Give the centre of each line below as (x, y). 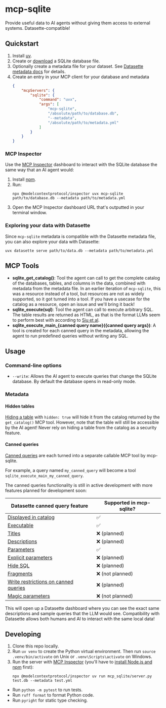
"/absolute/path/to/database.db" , (83, 114)
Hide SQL (19, 565)
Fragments (20, 574)
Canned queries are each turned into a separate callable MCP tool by (75, 455)
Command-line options (33, 365)
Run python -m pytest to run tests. (47, 690)
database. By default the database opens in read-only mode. (74, 382)
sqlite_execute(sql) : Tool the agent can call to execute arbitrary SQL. (83, 309)
